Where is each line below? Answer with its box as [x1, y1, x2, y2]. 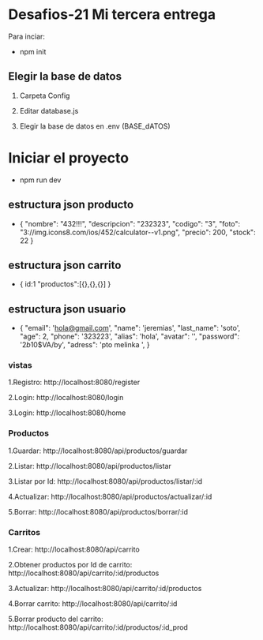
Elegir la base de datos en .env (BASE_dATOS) [19, 121, 171, 131]
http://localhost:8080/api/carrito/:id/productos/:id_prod [8, 623, 188, 632]
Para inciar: [8, 32, 46, 41]
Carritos [8, 526, 41, 537]
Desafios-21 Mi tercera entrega [8, 6, 216, 24]
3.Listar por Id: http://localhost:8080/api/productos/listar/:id [8, 476, 203, 486]
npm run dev [19, 175, 62, 185]
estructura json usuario [8, 302, 126, 316]
